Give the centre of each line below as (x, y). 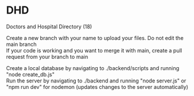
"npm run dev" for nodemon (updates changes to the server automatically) (97, 87)
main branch (21, 44)
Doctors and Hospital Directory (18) (49, 27)
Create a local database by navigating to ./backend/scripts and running (93, 68)
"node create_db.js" (30, 74)
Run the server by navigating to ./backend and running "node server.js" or (96, 81)
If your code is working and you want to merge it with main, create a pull (94, 50)
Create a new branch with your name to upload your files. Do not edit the (95, 38)
